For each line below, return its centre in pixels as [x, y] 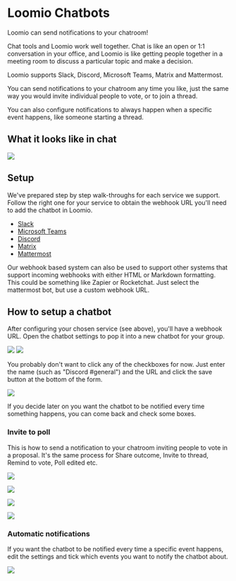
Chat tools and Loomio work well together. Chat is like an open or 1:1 [106, 46]
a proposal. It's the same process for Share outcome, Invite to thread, [108, 455]
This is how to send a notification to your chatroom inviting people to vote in [117, 447]
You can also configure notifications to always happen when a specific [110, 109]
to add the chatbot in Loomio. [50, 210]
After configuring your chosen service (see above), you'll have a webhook [115, 329]
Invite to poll [29, 432]
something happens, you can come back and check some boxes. [102, 414]
